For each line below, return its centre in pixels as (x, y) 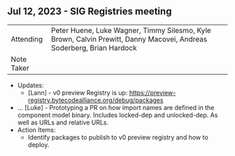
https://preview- (152, 92)
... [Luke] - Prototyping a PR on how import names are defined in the (116, 107)
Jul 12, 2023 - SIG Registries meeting (90, 12)
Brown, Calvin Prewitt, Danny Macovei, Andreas (129, 39)
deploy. (38, 144)
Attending (27, 39)
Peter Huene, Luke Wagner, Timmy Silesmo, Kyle (131, 30)
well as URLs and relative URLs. (63, 122)
